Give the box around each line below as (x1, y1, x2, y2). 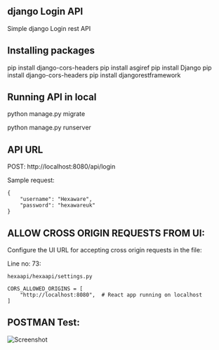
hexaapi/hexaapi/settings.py (7, 273, 93, 280)
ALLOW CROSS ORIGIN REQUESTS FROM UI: (7, 227, 206, 239)
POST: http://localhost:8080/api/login (7, 162, 116, 171)
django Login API (7, 6, 84, 18)
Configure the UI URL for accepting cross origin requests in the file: (7, 246, 202, 254)
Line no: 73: (7, 259, 41, 268)
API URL (7, 143, 44, 155)
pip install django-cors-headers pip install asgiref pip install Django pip (7, 63, 212, 72)
